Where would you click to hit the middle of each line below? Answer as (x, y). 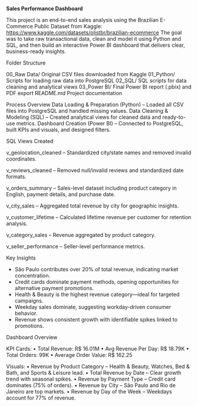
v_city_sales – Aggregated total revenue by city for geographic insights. (92, 206)
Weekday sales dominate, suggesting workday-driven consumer (93, 307)
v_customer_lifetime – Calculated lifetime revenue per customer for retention (99, 217)
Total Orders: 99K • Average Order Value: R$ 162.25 (69, 355)
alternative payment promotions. (54, 288)
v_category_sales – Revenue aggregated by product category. (81, 235)
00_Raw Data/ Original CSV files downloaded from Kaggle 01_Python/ (91, 74)
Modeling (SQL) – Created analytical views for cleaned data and (83, 117)
